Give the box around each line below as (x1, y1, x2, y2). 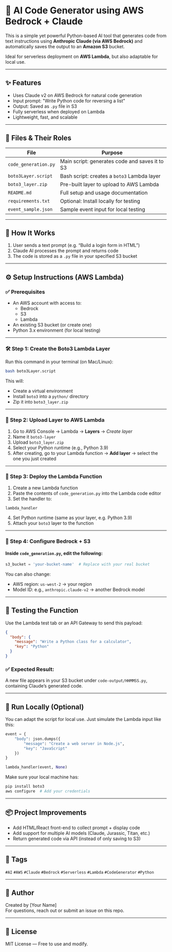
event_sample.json (8, 206, 53, 212)
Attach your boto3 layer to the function (12, 520, 94, 526)
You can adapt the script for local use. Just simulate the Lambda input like (5, 716, 161, 722)
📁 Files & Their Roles (5, 134, 72, 143)
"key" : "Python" (14, 644, 50, 649)
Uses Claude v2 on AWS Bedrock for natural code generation (12, 92, 142, 98)
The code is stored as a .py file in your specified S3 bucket (12, 253, 137, 259)
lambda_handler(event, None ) (5, 765, 68, 770)
